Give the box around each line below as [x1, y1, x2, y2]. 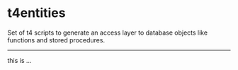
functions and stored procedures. [7, 35, 105, 44]
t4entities [7, 5, 66, 21]
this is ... [7, 56, 32, 64]
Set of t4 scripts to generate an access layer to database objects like [7, 28, 208, 37]
